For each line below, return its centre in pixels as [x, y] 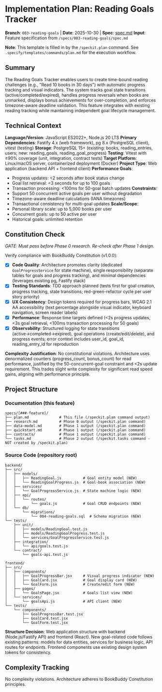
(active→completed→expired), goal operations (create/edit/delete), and [83, 333]
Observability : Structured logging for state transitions [66, 328]
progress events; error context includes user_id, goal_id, [68, 339]
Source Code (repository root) [41, 455]
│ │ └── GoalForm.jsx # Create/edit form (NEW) [70, 584]
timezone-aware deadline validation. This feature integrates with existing [77, 105]
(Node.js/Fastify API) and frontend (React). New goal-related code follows [79, 637]
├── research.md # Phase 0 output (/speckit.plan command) [75, 422]
